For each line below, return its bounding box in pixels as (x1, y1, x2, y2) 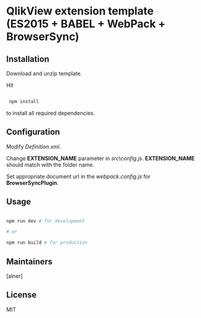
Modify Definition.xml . (6, 143, 62, 150)
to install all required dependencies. (6, 109, 95, 116)
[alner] (6, 272, 23, 279)
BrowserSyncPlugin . (6, 179, 59, 186)
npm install (8, 98, 39, 104)
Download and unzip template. (6, 70, 83, 77)
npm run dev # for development (6, 218, 85, 224)
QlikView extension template (6, 4, 154, 18)
